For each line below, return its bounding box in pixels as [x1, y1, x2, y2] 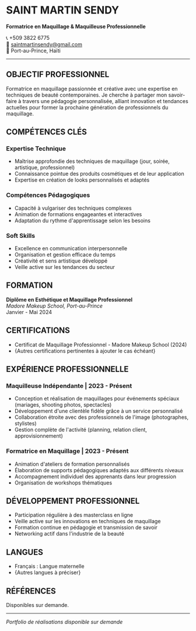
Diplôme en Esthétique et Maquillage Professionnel [6, 296, 133, 303]
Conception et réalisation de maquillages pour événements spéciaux [14, 395, 180, 402]
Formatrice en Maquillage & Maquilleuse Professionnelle [6, 23, 146, 30]
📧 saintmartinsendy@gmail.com [6, 40, 83, 47]
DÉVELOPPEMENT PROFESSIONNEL [6, 496, 140, 506]
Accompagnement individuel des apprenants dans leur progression [14, 473, 177, 480]
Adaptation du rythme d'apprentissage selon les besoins [14, 217, 150, 224]
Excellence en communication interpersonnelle [14, 245, 128, 252]
